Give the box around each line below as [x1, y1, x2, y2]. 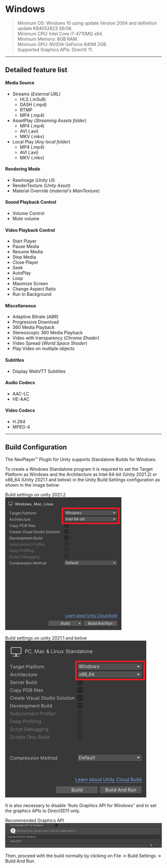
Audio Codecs [5, 380, 35, 386]
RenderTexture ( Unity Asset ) [12, 182, 71, 188]
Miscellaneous [5, 302, 36, 308]
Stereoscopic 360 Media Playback [12, 330, 83, 336]
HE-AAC [12, 396, 30, 402]
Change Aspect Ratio [12, 286, 56, 292]
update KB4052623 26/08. [17, 25, 73, 31]
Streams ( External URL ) [12, 91, 61, 97]
